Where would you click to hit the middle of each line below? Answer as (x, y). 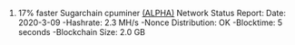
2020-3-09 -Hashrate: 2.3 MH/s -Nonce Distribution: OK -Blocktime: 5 (150, 22)
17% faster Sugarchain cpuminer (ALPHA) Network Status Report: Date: (152, 13)
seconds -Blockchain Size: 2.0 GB (82, 32)
